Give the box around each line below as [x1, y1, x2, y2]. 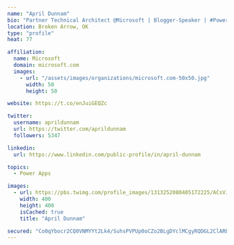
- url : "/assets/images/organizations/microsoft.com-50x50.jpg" [19, 74, 210, 81]
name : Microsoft [13, 55, 61, 63]
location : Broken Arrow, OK [7, 23, 89, 30]
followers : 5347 [13, 132, 61, 139]
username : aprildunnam [13, 119, 79, 126]
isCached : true [19, 208, 64, 216]
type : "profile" [7, 29, 54, 37]
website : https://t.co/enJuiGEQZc [7, 100, 108, 107]
